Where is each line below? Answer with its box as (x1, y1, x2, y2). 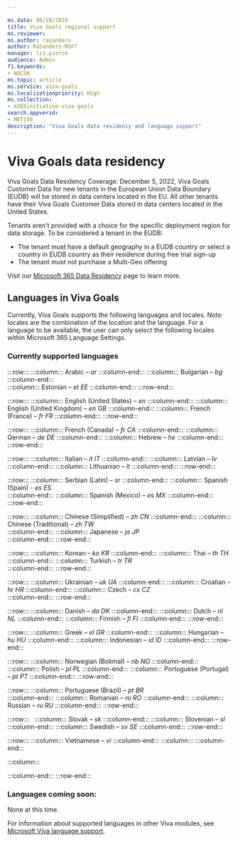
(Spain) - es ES (7, 483, 52, 492)
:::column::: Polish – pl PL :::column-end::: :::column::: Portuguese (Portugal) (7, 664, 229, 673)
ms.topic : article (7, 76, 62, 83)
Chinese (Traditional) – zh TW (7, 519, 94, 528)
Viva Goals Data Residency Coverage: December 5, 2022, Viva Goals (7, 177, 210, 185)
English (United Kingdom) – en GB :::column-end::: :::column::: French (7, 404, 211, 412)
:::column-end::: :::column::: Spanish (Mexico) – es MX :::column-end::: (7, 491, 215, 499)
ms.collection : (7, 96, 53, 103)
